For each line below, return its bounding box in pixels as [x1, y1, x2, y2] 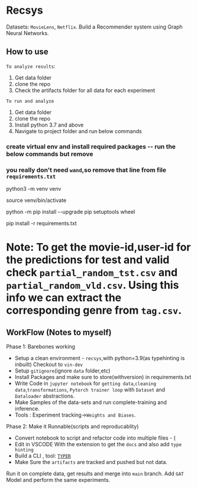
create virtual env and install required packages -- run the [6, 142, 176, 150]
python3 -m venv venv [6, 185, 62, 192]
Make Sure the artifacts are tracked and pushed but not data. [14, 458, 167, 465]
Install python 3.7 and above [14, 121, 84, 128]
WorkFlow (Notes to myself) [6, 327, 112, 337]
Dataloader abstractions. [14, 392, 75, 399]
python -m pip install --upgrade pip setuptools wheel [6, 208, 135, 215]
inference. [14, 405, 40, 412]
